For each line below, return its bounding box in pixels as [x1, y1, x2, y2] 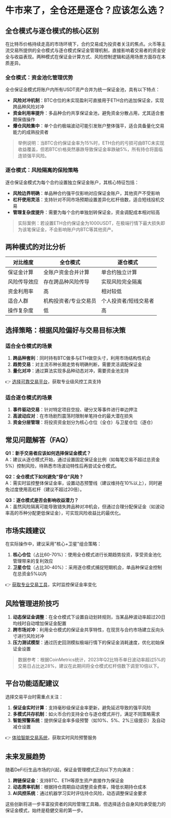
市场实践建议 [5, 526, 46, 535]
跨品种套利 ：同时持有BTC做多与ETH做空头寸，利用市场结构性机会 [12, 355, 151, 361]
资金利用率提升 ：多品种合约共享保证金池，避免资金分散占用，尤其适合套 [12, 110, 164, 116]
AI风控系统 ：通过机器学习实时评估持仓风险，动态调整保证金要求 [12, 790, 147, 797]
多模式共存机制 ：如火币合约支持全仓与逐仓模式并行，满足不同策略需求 [12, 711, 160, 717]
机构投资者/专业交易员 [43, 297, 97, 304]
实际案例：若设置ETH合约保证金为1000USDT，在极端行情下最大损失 [17, 220, 161, 226]
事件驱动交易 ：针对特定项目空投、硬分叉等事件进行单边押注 [12, 407, 138, 413]
